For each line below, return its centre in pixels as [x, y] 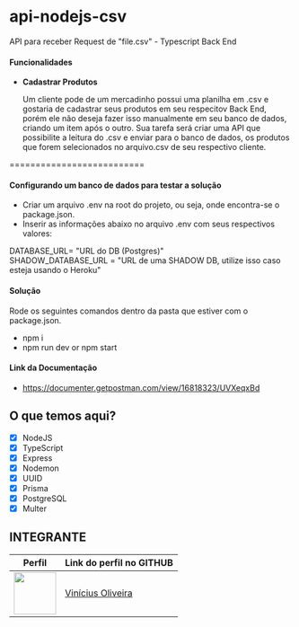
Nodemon [41, 468]
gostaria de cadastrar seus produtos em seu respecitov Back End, [145, 109]
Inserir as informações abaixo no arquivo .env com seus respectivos [149, 224]
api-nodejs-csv [68, 17]
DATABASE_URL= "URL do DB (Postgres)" [87, 251]
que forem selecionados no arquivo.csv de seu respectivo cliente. [144, 147]
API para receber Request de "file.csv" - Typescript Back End [123, 41]
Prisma [35, 488]
